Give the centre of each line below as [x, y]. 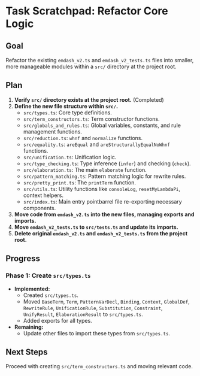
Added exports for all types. [57, 320]
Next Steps [27, 352]
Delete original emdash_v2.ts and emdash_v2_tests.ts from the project [101, 233]
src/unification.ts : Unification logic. [70, 157]
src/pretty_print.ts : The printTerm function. [79, 182]
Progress [23, 259]
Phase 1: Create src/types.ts [48, 275]
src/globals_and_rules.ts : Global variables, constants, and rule [102, 125]
